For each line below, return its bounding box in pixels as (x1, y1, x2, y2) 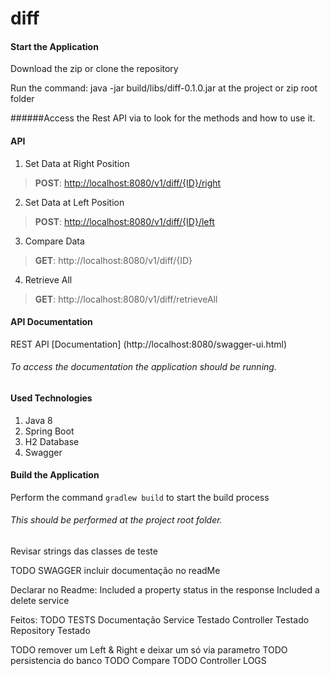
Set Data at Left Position (24, 196, 125, 208)
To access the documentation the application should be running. (10, 361, 277, 373)
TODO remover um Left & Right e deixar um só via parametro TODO (10, 644, 288, 656)
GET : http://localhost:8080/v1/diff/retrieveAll (34, 293, 218, 305)
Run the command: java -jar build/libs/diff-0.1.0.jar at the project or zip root (10, 82, 318, 94)
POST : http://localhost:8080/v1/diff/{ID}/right (34, 177, 222, 189)
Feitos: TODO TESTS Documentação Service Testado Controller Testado (10, 614, 310, 626)
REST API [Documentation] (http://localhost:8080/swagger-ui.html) (10, 338, 288, 350)
